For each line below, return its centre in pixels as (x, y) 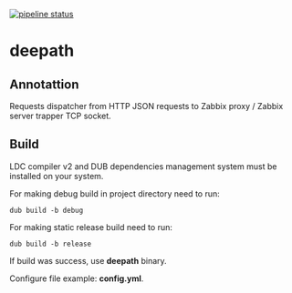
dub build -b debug (47, 210)
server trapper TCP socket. (60, 116)
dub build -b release (51, 244)
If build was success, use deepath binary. (88, 260)
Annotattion (44, 84)
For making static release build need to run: (91, 227)
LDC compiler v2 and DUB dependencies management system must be (143, 166)
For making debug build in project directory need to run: (115, 193)
